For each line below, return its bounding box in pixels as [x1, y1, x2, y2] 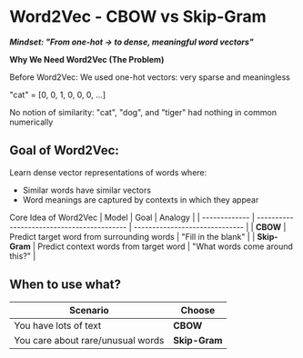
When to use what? [9, 277, 121, 293]
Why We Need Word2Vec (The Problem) [9, 54, 165, 65]
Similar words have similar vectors [22, 184, 152, 195]
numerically [9, 116, 54, 127]
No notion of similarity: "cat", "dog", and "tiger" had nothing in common [9, 106, 278, 117]
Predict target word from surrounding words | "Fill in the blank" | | [9, 231, 256, 242]
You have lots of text [14, 319, 102, 332]
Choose [180, 303, 216, 316]
